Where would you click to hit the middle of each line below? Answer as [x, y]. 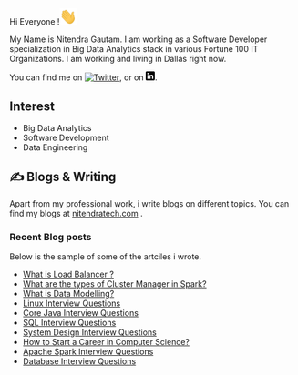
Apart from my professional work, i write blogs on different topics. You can [149, 203]
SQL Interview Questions [69, 323]
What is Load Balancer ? [68, 274]
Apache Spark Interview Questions [88, 352]
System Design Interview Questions [89, 332]
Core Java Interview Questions [81, 313]
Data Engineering [55, 147]
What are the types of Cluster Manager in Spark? [114, 284]
